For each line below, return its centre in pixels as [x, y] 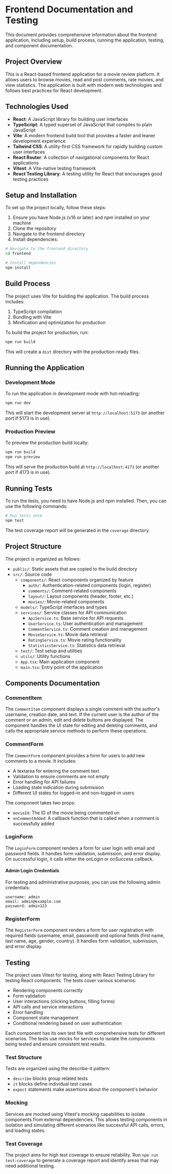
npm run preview [23, 457]
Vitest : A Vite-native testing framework [54, 168]
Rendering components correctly [48, 990]
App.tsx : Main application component [60, 662]
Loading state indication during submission [58, 787]
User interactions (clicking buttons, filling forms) [64, 1001]
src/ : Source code [32, 574]
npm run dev [18, 403]
